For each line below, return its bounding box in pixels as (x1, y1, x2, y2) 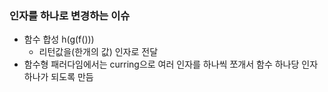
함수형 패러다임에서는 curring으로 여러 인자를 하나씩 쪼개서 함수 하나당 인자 (23, 58, 319, 71)
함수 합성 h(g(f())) (23, 33, 95, 46)
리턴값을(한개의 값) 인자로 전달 (38, 46, 159, 58)
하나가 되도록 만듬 (23, 71, 94, 83)
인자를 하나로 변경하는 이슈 (9, 8, 131, 22)
